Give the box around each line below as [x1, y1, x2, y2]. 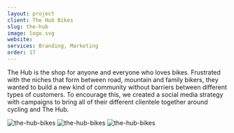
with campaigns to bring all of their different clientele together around [7, 97, 208, 106]
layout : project [7, 10, 55, 17]
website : [7, 36, 33, 43]
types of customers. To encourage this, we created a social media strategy [7, 90, 223, 98]
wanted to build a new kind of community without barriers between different [7, 83, 228, 91]
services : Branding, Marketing [7, 42, 99, 49]
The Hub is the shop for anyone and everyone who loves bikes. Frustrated [7, 68, 221, 77]
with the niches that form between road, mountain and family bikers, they [7, 75, 219, 84]
